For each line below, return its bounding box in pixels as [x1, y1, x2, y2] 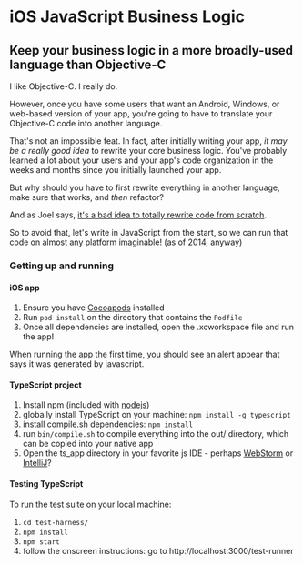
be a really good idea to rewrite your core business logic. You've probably [9, 146, 288, 156]
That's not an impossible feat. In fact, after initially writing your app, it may [9, 136, 288, 146]
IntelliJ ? [22, 458, 52, 469]
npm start [22, 537, 61, 547]
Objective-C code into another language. [9, 118, 163, 128]
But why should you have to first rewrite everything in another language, [9, 182, 280, 193]
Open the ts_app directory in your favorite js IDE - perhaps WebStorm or [22, 448, 294, 459]
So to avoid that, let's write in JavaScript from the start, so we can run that [9, 227, 288, 237]
